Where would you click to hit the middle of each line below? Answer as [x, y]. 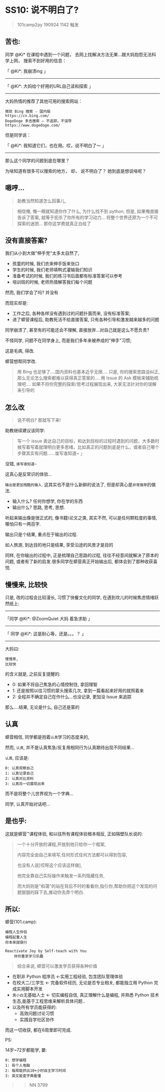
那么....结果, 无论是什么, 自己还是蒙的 [42, 707]
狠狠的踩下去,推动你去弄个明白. [53, 892]
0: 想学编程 [16, 1061]
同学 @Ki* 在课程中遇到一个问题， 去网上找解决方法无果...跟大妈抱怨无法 [79, 54]
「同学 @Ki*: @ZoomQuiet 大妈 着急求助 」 [49, 619]
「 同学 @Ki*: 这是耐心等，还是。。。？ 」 [46, 634]
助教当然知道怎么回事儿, [41, 201]
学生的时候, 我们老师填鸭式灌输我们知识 [52, 270]
